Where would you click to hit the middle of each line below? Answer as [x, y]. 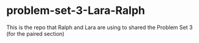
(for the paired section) [36, 33]
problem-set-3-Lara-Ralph [76, 11]
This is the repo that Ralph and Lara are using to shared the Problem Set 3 [99, 27]
